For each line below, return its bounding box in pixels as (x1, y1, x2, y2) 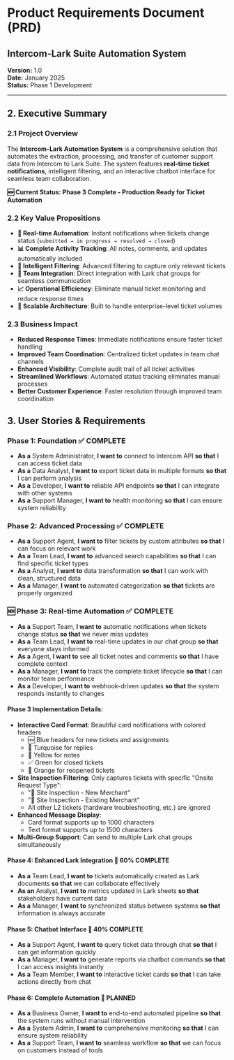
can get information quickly (17, 948, 96, 957)
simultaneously (17, 840, 61, 848)
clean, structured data (17, 574, 81, 583)
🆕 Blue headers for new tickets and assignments (27, 735, 169, 743)
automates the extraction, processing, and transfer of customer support (7, 152, 214, 160)
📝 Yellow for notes (27, 750, 80, 759)
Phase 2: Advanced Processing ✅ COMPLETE (7, 521, 164, 530)
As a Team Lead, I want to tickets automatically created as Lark (17, 871, 200, 880)
